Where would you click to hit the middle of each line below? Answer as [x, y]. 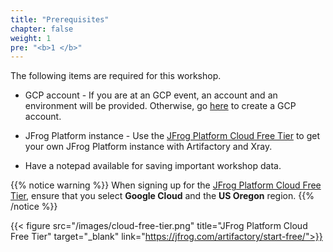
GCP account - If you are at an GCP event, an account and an [151, 95]
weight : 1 [31, 38]
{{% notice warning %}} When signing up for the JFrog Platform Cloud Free [166, 185]
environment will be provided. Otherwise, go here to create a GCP [160, 106]
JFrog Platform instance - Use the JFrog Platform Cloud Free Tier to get [172, 136]
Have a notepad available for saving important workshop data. [153, 166]
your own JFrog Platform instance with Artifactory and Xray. [148, 147]
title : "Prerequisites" [60, 19]
